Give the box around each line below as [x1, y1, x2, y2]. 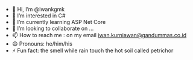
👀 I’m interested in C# [11, 12, 66, 19]
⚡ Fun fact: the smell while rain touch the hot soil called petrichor [11, 47, 174, 54]
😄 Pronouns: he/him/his [11, 40, 72, 47]
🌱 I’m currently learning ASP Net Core [11, 19, 106, 25]
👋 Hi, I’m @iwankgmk [11, 6, 65, 13]
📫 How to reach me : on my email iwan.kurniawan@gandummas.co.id [11, 32, 187, 38]
